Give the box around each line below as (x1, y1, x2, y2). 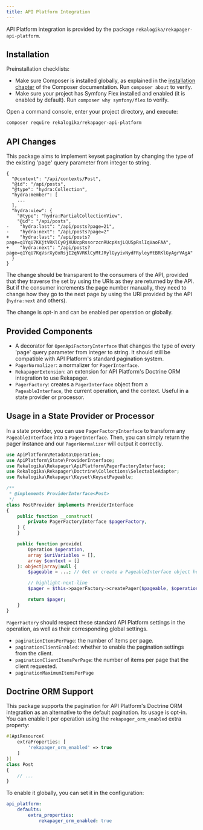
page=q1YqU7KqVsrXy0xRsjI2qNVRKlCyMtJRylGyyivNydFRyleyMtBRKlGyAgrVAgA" (6, 250, 193, 256)
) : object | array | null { (17, 563, 77, 569)
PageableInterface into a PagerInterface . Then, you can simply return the (6, 433, 189, 441)
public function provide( (17, 541, 83, 547)
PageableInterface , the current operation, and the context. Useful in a (14, 387, 189, 394)
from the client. (14, 649, 53, 657)
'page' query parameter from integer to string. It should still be (14, 348, 171, 355)
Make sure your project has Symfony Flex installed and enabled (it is (14, 90, 185, 97)
